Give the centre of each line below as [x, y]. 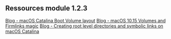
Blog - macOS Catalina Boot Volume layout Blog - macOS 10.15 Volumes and [85, 20]
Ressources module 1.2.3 [47, 8]
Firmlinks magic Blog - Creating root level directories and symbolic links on [84, 26]
